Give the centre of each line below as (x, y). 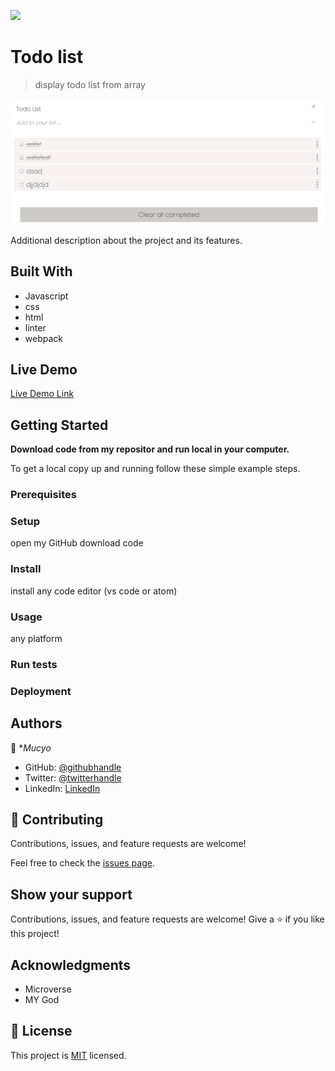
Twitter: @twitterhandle (73, 777)
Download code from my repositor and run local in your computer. (150, 449)
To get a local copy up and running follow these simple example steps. (155, 469)
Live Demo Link (42, 394)
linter (35, 327)
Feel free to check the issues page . (82, 863)
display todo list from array (90, 84)
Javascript (46, 296)
